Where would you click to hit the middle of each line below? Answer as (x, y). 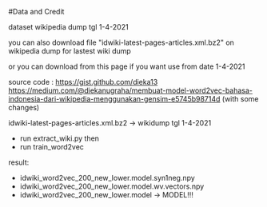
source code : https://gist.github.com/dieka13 (83, 82)
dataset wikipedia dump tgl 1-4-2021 (69, 27)
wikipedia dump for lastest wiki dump (70, 51)
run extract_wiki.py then (60, 138)
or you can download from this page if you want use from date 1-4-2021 (127, 66)
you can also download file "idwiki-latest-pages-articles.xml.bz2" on (121, 42)
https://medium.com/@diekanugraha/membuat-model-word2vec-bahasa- (131, 90)
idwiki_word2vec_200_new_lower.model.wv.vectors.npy (112, 186)
